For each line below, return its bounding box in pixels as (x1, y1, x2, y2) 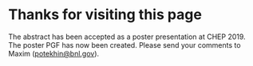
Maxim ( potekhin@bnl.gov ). (8, 49, 100, 58)
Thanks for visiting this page (8, 6, 202, 24)
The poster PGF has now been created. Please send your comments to (8, 40, 241, 49)
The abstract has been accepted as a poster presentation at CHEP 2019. (8, 32, 246, 41)
